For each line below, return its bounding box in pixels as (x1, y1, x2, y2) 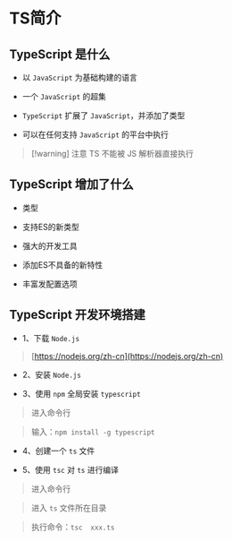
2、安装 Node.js (21, 369, 82, 380)
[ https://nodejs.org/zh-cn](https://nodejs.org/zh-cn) (30, 350, 224, 361)
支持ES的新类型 (21, 221, 80, 232)
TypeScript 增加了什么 (9, 176, 134, 193)
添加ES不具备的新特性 (21, 259, 104, 270)
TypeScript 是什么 (9, 47, 111, 62)
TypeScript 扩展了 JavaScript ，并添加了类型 (21, 110, 186, 121)
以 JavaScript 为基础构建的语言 (21, 73, 138, 82)
